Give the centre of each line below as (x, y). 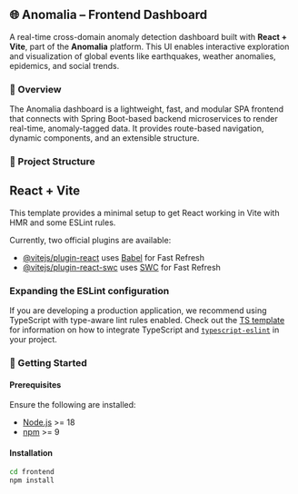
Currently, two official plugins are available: (90, 240)
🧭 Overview (35, 89)
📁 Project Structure (52, 162)
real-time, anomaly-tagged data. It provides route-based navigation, (137, 128)
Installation (31, 452)
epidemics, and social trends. (65, 65)
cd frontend (32, 472)
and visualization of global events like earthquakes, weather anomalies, (143, 56)
